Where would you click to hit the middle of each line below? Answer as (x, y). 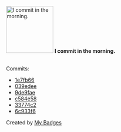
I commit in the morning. (85, 51)
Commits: (18, 69)
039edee (26, 86)
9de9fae (25, 92)
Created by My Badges (34, 122)
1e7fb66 (24, 80)
